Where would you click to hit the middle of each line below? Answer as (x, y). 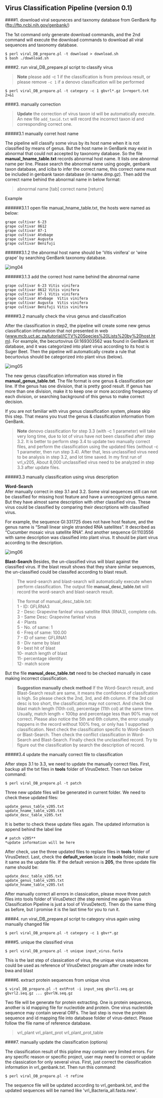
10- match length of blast (42, 653)
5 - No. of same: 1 (35, 627)
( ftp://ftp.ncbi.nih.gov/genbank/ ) (37, 25)
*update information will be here (40, 842)
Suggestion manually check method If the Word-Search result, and (85, 688)
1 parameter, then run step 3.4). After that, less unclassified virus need (87, 451)
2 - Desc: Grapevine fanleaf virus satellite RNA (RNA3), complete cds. (87, 611)
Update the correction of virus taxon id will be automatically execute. (86, 113)
